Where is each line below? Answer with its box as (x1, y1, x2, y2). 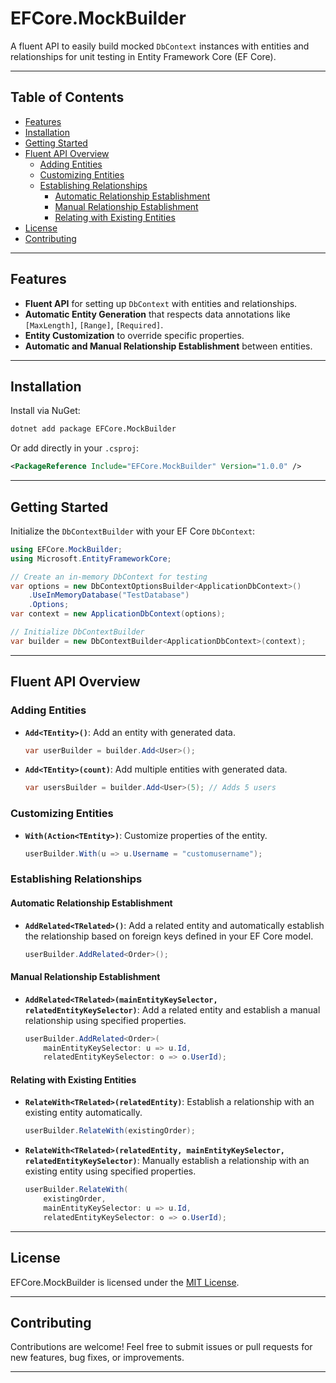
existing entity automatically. (24, 1107, 143, 1119)
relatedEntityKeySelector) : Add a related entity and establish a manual (24, 1003, 321, 1016)
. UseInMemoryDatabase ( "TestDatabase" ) (28, 590, 190, 601)
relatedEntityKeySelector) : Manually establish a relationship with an (24, 1155, 310, 1167)
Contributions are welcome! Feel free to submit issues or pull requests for (10, 1341, 313, 1353)
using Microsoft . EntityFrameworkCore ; (10, 553, 172, 564)
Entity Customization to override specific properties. (24, 329, 245, 341)
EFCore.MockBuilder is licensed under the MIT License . (10, 1276, 240, 1288)
